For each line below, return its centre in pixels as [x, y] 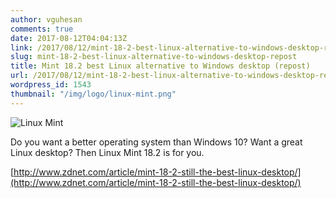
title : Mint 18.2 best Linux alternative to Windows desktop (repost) [160, 66]
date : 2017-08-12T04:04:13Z [69, 38]
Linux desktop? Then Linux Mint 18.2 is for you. [107, 152]
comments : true [42, 29]
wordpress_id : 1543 [51, 85]
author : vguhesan [46, 19]
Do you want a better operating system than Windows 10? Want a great [156, 142]
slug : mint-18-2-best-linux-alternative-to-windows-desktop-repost [154, 57]
